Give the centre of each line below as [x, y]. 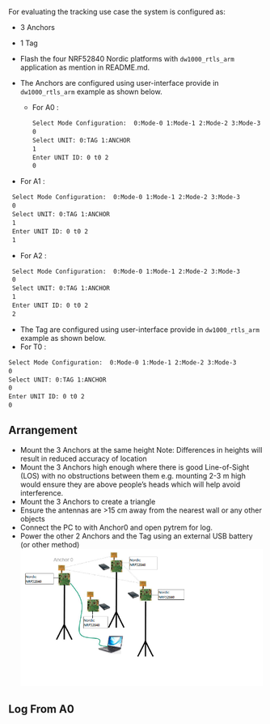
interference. [42, 492]
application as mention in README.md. [85, 67]
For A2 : [33, 255]
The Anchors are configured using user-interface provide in [120, 83]
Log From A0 [41, 709]
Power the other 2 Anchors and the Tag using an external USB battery [136, 536]
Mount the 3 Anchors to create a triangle [88, 501]
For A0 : [45, 107]
